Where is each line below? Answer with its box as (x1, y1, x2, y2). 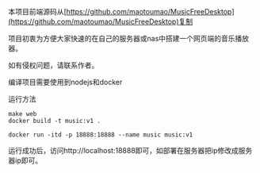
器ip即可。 (8, 156, 42, 165)
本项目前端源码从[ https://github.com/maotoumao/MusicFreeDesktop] (8, 7, 235, 16)
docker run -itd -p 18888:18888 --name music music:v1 (8, 131, 193, 139)
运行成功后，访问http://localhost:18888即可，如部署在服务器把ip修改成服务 (8, 146, 253, 155)
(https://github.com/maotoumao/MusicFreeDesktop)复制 (8, 17, 193, 26)
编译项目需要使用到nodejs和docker (8, 78, 123, 86)
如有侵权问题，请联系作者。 (8, 60, 99, 70)
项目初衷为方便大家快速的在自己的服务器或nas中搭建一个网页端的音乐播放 (8, 34, 250, 43)
